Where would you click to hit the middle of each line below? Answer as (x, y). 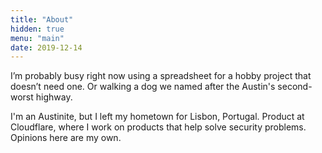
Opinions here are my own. (66, 138)
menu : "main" (37, 38)
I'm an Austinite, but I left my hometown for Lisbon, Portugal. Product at (157, 117)
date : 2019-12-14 (46, 47)
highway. (54, 97)
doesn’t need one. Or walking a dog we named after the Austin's (143, 87)
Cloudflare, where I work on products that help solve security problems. (158, 127)
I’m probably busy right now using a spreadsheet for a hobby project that (161, 76)
